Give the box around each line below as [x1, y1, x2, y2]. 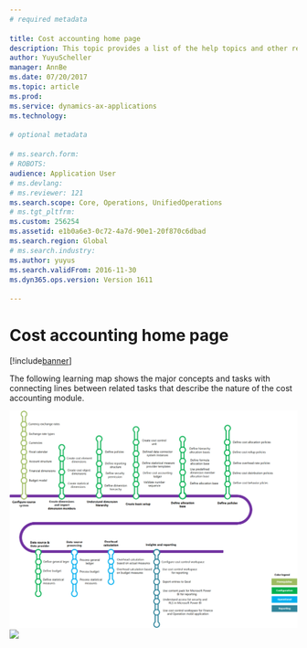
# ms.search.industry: [9, 246, 96, 255]
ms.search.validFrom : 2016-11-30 [9, 265, 137, 274]
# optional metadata [9, 131, 89, 140]
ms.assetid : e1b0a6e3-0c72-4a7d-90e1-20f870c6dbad [9, 227, 206, 237]
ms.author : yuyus [9, 256, 76, 265]
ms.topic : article [9, 82, 79, 91]
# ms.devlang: [9, 178, 64, 187]
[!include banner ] [9, 356, 72, 366]
